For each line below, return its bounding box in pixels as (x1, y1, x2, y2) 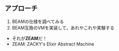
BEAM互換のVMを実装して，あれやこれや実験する (11, 24, 114, 30)
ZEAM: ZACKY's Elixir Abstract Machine (11, 41, 94, 47)
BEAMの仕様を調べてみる (11, 18, 64, 24)
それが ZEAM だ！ (11, 35, 47, 41)
